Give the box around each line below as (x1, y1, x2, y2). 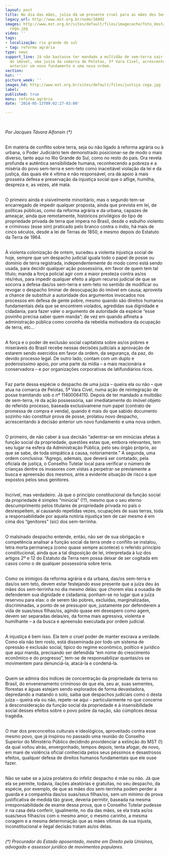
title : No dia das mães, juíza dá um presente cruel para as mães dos (5, 12, 156, 17)
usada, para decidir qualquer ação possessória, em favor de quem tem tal (5, 266, 158, 272)
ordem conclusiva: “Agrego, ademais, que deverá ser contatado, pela (5, 455, 149, 462)
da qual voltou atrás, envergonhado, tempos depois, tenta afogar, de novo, (5, 744, 160, 750)
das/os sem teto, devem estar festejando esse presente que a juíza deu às (5, 581, 159, 587)
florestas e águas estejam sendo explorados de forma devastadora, (5, 686, 145, 692)
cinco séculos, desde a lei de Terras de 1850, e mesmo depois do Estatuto (5, 229, 159, 235)
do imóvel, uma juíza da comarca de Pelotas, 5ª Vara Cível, (10, 59, 141, 64)
